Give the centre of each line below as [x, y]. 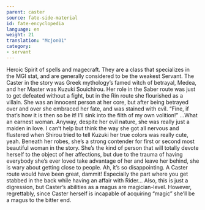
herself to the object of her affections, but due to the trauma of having [95, 154]
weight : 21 [20, 35]
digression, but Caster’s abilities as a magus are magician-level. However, [99, 187]
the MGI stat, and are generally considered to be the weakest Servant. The [100, 76]
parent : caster [26, 12]
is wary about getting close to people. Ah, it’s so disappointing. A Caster [97, 167]
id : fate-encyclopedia [35, 23]
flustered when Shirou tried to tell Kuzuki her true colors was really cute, [97, 134]
